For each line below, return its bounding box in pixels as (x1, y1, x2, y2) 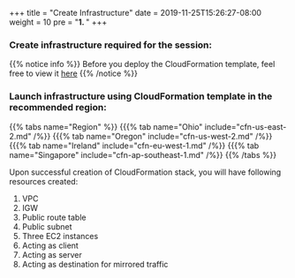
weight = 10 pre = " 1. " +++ (9, 17, 108, 27)
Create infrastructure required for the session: (9, 39, 213, 51)
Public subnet (21, 221, 72, 232)
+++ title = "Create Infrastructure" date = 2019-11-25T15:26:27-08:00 (9, 8, 262, 18)
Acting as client (21, 240, 79, 251)
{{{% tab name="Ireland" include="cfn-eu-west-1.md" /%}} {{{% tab (9, 140, 260, 151)
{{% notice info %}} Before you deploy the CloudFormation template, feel (9, 59, 276, 70)
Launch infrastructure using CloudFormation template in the (9, 90, 273, 102)
